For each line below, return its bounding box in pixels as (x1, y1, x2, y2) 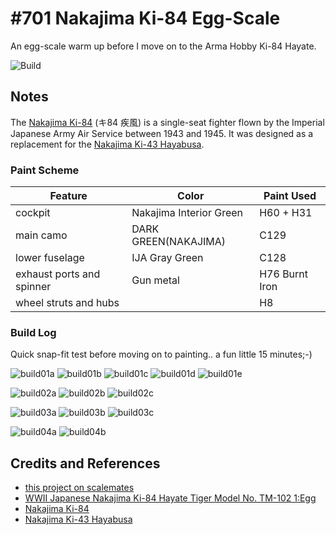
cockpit (15, 206, 51, 220)
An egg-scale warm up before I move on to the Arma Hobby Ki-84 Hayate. (10, 40, 317, 52)
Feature (49, 189, 88, 203)
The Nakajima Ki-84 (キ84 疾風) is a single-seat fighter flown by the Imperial (10, 116, 325, 128)
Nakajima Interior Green (131, 206, 244, 220)
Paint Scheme (10, 163, 80, 177)
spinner (15, 280, 52, 294)
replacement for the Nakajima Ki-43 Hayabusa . (10, 138, 205, 150)
